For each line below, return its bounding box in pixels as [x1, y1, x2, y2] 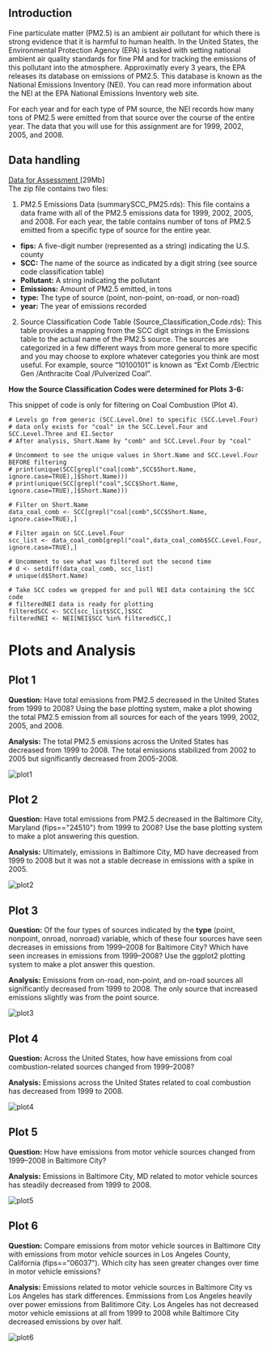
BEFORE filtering [8, 458, 67, 466]
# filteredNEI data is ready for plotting [8, 600, 154, 608]
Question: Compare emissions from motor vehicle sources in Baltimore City [8, 1241, 261, 1250]
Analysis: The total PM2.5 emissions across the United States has [8, 736, 229, 746]
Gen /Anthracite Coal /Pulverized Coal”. [19, 368, 152, 378]
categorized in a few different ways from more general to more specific [19, 342, 258, 352]
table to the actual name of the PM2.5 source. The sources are [19, 334, 229, 344]
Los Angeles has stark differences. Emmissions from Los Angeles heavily [8, 1291, 252, 1301]
